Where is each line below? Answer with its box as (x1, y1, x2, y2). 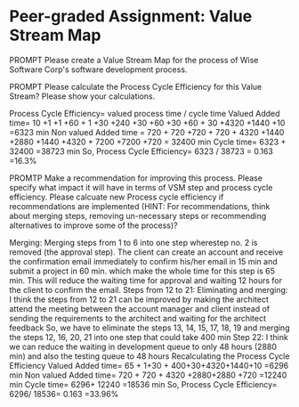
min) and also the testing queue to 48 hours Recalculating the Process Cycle (9, 350, 290, 362)
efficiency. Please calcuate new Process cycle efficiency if (9, 191, 224, 202)
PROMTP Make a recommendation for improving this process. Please (9, 172, 263, 183)
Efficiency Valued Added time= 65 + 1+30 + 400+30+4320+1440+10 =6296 (9, 360, 289, 370)
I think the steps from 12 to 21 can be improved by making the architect (9, 294, 269, 305)
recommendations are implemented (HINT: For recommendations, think (9, 200, 271, 211)
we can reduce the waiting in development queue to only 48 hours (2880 (9, 341, 278, 352)
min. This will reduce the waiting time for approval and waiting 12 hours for (9, 274, 283, 286)
